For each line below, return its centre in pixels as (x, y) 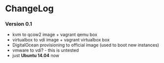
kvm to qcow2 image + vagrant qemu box (55, 34)
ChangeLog (29, 9)
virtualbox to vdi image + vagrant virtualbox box (61, 40)
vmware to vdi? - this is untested (45, 50)
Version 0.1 (19, 24)
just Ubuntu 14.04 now (36, 56)
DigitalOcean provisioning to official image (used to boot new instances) (86, 45)
